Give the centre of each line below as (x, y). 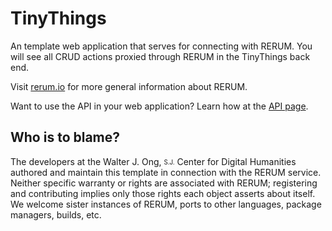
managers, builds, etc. (56, 214)
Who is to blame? (65, 137)
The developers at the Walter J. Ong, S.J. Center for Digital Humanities (153, 161)
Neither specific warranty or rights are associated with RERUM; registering (164, 183)
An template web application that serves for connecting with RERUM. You (161, 46)
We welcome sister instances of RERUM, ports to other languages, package (166, 204)
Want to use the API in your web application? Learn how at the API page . (159, 106)
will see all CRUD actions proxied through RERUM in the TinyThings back (160, 56)
